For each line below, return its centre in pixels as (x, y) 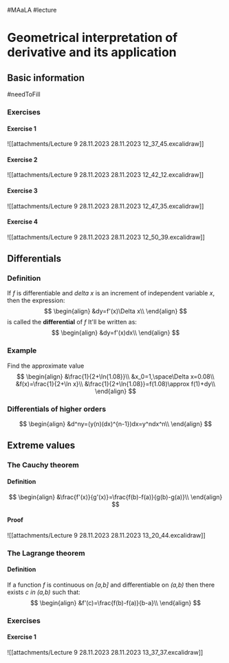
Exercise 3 (22, 190)
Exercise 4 (23, 222)
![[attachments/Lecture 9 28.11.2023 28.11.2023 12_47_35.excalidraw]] (106, 206)
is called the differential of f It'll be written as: (72, 322)
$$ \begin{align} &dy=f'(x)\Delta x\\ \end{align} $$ (116, 311)
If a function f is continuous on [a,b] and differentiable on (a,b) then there (111, 585)
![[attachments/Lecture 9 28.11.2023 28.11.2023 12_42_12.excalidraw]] (106, 175)
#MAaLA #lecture (32, 10)
